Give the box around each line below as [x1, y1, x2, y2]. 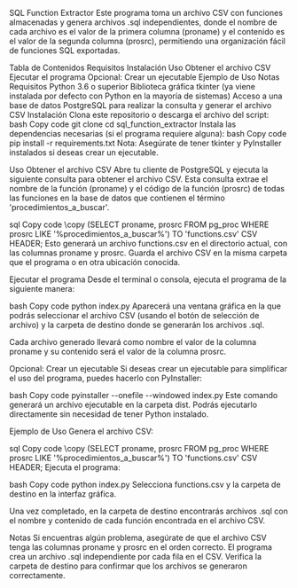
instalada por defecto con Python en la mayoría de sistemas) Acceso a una [9, 90, 283, 101]
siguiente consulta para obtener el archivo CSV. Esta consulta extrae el [9, 174, 269, 184]
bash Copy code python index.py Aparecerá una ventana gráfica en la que [9, 301, 282, 311]
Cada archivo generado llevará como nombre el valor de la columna [9, 337, 257, 347]
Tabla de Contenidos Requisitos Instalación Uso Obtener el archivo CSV [9, 62, 271, 73]
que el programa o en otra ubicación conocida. [9, 257, 181, 267]
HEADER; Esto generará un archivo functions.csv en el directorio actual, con [9, 239, 288, 248]
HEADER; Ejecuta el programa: [9, 462, 121, 473]
